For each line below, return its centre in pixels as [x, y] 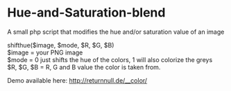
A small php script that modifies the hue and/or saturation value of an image [116, 32]
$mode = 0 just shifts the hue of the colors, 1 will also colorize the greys [110, 59]
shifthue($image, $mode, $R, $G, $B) [61, 45]
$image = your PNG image [45, 52]
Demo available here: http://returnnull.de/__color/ [77, 80]
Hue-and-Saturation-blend [86, 13]
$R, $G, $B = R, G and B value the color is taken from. [84, 67]
